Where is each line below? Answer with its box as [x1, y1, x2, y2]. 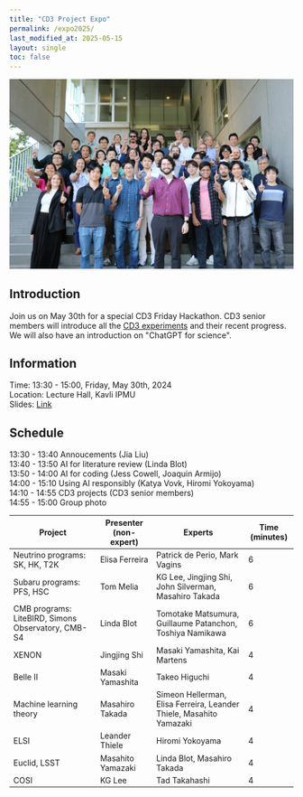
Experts [183, 527, 214, 538]
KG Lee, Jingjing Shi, [156, 572, 233, 583]
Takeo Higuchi [156, 671, 210, 682]
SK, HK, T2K [13, 558, 60, 569]
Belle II [13, 671, 39, 682]
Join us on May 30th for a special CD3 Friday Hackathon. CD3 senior [9, 310, 266, 321]
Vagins [156, 558, 182, 569]
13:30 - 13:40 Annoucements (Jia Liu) [9, 449, 149, 460]
